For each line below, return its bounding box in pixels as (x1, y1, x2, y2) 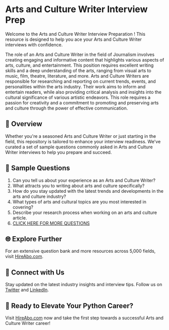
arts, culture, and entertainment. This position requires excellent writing (5, 62, 154, 68)
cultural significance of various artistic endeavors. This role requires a (5, 94, 151, 100)
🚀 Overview (5, 120, 42, 128)
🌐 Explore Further (5, 235, 62, 243)
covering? (12, 204, 34, 210)
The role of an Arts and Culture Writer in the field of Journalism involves (5, 51, 155, 58)
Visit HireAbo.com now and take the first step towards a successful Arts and (5, 315, 164, 321)
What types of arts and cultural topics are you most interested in (12, 198, 147, 205)
